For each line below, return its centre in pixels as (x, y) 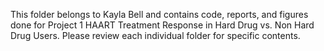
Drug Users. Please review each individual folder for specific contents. (155, 35)
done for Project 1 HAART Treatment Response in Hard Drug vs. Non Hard (162, 25)
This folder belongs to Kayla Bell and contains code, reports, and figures (159, 14)
